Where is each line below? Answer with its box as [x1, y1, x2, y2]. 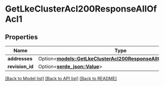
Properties [5, 33, 38, 41]
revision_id [7, 63, 34, 70]
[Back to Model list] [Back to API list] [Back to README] [5, 76, 117, 81]
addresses [7, 56, 33, 62]
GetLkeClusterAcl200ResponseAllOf [5, 3, 157, 14]
